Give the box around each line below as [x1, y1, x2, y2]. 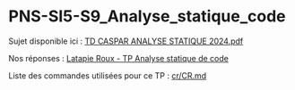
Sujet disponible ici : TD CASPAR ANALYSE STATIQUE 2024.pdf [8, 36, 244, 46]
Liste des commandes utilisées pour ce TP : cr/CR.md [8, 70, 207, 81]
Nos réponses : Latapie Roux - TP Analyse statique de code [8, 53, 230, 63]
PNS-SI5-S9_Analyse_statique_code [8, 6, 286, 27]
